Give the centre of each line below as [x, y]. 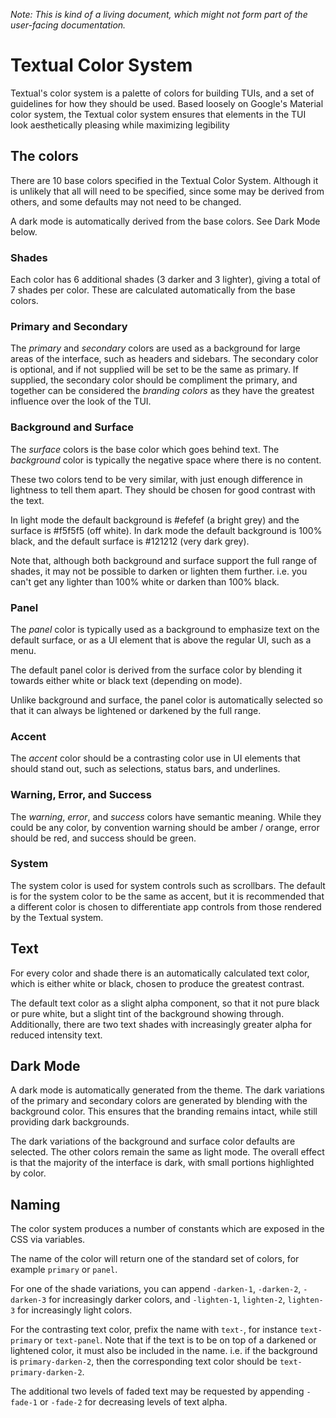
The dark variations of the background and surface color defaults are [153, 1141]
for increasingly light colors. [75, 1310]
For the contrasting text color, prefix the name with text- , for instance [154, 1330]
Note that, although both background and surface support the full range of [164, 560]
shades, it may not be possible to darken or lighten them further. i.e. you [159, 571]
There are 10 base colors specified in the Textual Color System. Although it [164, 180]
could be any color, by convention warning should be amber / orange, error [165, 827]
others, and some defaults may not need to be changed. [126, 201]
